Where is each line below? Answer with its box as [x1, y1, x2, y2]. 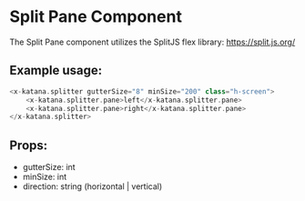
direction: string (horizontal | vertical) [22, 181, 163, 192]
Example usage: [9, 63, 103, 78]
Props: [9, 137, 48, 153]
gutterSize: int [22, 162, 76, 173]
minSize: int [22, 171, 66, 183]
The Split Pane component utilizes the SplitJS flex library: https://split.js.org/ [9, 36, 296, 47]
